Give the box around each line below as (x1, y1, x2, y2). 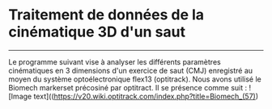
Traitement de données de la (8, 6, 205, 24)
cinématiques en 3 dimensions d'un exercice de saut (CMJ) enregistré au (8, 65, 253, 75)
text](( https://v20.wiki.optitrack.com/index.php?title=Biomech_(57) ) (33, 91, 259, 101)
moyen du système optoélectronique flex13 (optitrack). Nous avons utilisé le (8, 74, 261, 84)
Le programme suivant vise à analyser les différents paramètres (8, 57, 221, 66)
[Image (8, 91, 32, 101)
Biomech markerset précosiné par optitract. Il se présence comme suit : (8, 82, 248, 92)
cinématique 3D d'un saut (8, 23, 186, 41)
